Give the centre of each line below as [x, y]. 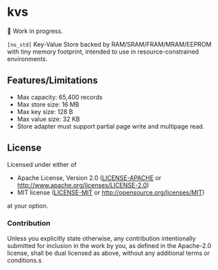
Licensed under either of [42, 164]
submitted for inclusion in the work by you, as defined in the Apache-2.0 [109, 245]
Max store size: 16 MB [48, 104]
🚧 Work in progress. [35, 31]
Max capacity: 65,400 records [60, 97]
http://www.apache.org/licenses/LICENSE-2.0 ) [83, 185]
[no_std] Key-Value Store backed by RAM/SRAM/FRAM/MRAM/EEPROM [109, 44]
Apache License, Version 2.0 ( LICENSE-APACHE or [89, 178]
